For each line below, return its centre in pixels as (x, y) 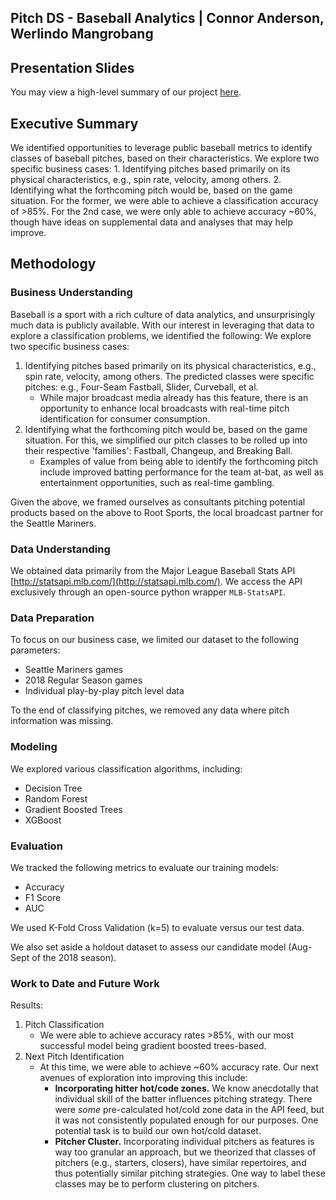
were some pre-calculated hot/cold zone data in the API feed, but (189, 1110)
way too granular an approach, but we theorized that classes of (185, 1152)
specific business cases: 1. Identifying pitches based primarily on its (150, 169)
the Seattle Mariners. (53, 523)
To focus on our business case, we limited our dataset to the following (155, 640)
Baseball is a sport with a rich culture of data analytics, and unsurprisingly (162, 314)
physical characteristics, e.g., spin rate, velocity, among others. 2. (146, 180)
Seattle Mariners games (74, 670)
